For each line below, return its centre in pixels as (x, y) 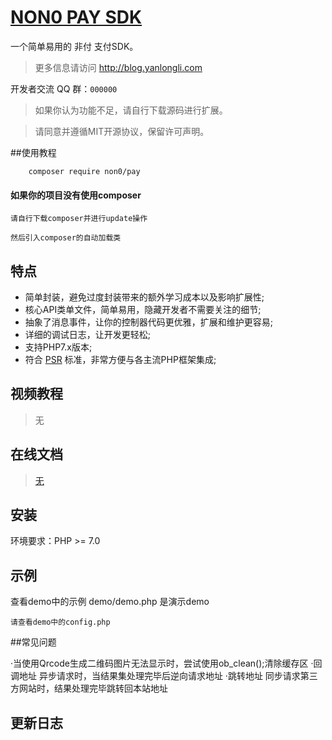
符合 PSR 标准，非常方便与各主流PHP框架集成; (120, 359)
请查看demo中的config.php (60, 622)
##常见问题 (33, 642)
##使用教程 (33, 152)
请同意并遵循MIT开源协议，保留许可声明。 (122, 131)
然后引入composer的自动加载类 (66, 238)
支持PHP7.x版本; (58, 347)
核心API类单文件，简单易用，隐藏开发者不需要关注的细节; (143, 309)
